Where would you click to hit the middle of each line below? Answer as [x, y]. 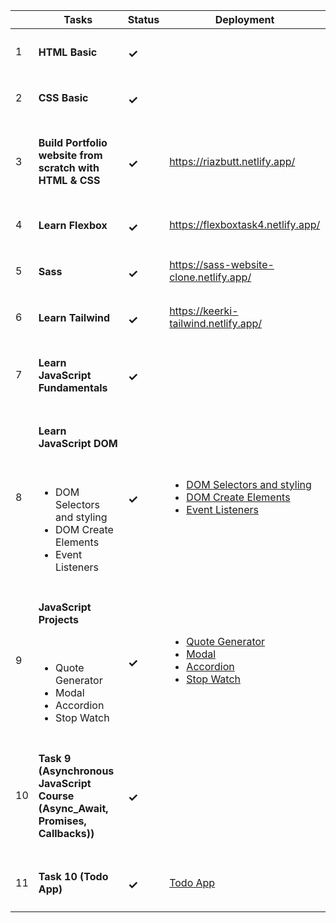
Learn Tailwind [74, 317]
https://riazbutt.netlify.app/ [232, 161]
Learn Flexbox [73, 226]
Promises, [62, 821]
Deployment [244, 19]
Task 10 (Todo [73, 877]
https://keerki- [204, 311]
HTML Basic [68, 52]
